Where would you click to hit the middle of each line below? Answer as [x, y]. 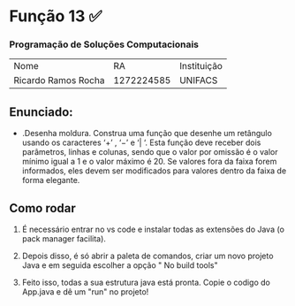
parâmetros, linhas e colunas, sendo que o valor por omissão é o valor [150, 152]
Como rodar [43, 208]
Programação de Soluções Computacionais [104, 44]
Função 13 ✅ [56, 16]
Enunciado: [41, 112]
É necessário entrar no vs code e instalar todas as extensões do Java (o [153, 229]
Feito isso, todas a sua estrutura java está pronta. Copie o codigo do [146, 283]
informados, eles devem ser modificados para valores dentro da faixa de [154, 171]
